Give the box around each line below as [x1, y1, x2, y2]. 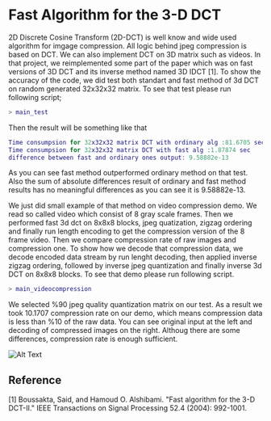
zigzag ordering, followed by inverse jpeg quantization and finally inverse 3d [8, 261, 262, 271]
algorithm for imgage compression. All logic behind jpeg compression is [8, 40, 248, 50]
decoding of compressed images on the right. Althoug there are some [8, 326, 240, 335]
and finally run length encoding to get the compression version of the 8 [8, 226, 245, 236]
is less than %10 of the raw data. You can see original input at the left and [8, 317, 252, 326]
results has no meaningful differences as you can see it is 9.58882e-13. [8, 185, 246, 195]
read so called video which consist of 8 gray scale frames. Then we [8, 209, 234, 219]
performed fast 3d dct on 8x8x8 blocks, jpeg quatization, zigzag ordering [8, 218, 252, 228]
